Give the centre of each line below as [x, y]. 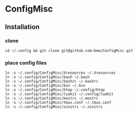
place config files [26, 63]
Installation [22, 27]
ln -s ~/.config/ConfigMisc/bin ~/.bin [45, 86]
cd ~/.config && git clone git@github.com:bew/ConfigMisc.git [69, 50]
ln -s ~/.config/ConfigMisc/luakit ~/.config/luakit [59, 94]
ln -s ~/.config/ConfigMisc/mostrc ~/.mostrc [52, 98]
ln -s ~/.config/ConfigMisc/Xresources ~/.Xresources [61, 73]
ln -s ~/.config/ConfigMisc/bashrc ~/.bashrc [52, 81]
